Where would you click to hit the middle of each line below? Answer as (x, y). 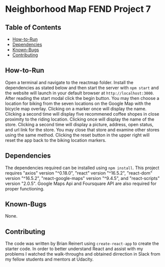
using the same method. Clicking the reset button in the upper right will (77, 135)
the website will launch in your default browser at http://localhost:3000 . (80, 93)
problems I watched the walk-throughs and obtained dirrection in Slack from (83, 254)
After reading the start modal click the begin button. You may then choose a (82, 98)
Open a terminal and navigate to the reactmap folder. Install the (69, 82)
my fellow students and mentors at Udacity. (49, 259)
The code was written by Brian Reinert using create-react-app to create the (82, 244)
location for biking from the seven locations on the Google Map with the (78, 103)
